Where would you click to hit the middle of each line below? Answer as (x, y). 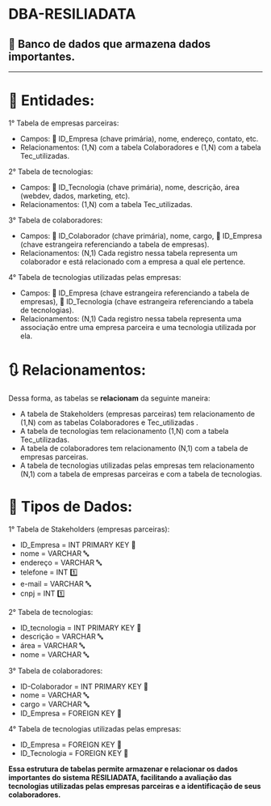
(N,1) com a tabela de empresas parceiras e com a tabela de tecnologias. (141, 473)
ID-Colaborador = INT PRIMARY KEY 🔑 (84, 686)
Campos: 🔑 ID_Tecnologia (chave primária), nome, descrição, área (130, 187)
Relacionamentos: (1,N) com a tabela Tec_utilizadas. (106, 204)
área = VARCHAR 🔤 (52, 645)
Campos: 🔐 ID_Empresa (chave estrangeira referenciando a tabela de (135, 293)
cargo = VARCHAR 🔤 (55, 704)
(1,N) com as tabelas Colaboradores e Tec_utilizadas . (109, 422)
